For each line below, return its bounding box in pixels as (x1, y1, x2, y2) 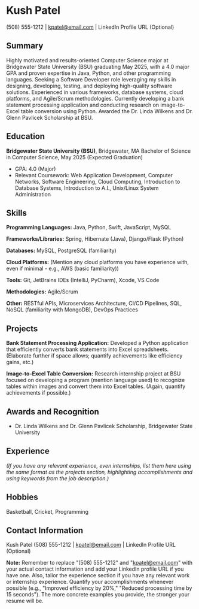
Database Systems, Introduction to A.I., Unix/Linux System (14, 184, 159, 192)
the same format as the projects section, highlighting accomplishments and (6, 468, 193, 475)
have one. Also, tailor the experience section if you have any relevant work (6, 572, 190, 579)
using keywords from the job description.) (6, 474, 109, 482)
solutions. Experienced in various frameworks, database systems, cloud (6, 88, 183, 96)
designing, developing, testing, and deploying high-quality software (6, 82, 173, 89)
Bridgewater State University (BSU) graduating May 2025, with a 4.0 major (6, 63, 190, 70)
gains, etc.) (6, 359, 34, 366)
